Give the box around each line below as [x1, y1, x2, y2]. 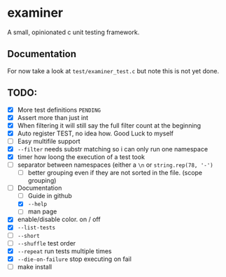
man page [27, 207, 57, 216]
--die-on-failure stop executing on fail [17, 255, 132, 263]
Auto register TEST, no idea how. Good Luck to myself [17, 129, 174, 137]
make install [17, 262, 52, 271]
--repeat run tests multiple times [17, 246, 112, 255]
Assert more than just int [17, 113, 89, 121]
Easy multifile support [17, 137, 80, 145]
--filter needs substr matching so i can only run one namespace [17, 144, 209, 153]
